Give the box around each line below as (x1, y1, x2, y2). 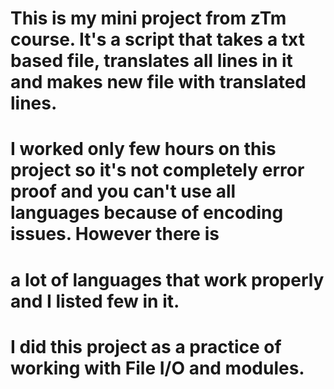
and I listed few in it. (10, 290, 180, 312)
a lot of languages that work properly (10, 268, 325, 291)
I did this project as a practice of (10, 335, 282, 358)
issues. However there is (10, 223, 220, 246)
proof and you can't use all (10, 180, 237, 203)
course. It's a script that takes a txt (10, 28, 305, 51)
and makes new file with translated (10, 71, 307, 94)
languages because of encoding (10, 202, 284, 224)
